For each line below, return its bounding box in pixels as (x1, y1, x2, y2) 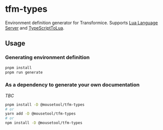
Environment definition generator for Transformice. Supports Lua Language (5, 20, 158, 26)
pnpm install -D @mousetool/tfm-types (5, 102, 85, 107)
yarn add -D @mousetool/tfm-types (5, 111, 76, 116)
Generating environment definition (5, 54, 90, 61)
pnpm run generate (5, 70, 43, 75)
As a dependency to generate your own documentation (5, 81, 140, 88)
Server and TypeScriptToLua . (5, 25, 65, 31)
